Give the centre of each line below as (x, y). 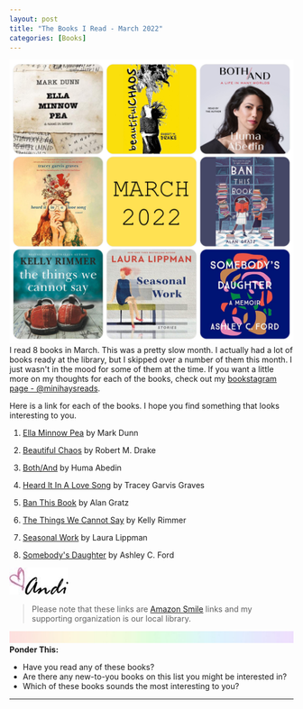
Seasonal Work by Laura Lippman (85, 538)
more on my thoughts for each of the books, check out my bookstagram (143, 379)
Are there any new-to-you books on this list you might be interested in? (154, 677)
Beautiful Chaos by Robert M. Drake (89, 450)
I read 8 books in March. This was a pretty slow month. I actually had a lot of (151, 350)
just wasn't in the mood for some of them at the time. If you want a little (142, 369)
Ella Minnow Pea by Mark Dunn (80, 433)
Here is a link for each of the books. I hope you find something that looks (144, 406)
